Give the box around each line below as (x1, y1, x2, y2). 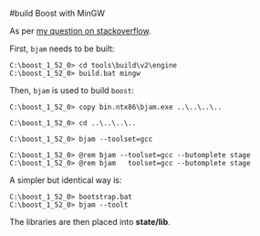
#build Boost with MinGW (9, 8, 106, 18)
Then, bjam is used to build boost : (9, 85, 135, 95)
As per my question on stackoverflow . (9, 26, 152, 36)
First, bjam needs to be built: (9, 43, 115, 54)
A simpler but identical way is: (9, 175, 122, 186)
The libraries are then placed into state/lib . (9, 217, 171, 227)
